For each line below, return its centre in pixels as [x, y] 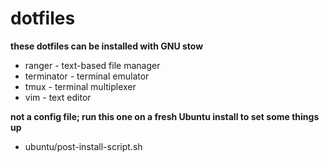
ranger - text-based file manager [92, 65]
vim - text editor [58, 97]
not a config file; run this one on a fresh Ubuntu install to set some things [165, 116]
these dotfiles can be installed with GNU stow [107, 46]
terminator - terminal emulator [87, 76]
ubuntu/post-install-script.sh [83, 146]
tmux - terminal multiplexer [80, 86]
